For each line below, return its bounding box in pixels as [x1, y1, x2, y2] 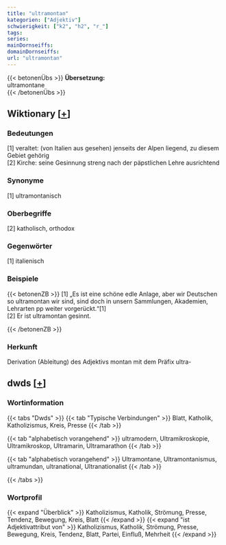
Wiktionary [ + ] [7, 108, 71, 120]
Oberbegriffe [7, 209, 51, 218]
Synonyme [7, 176, 45, 185]
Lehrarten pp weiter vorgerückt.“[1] [7, 304, 107, 312]
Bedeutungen [7, 128, 53, 138]
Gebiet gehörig [7, 152, 50, 160]
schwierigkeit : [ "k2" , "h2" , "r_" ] [7, 23, 109, 30]
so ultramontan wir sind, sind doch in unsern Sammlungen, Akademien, [7, 297, 209, 305]
